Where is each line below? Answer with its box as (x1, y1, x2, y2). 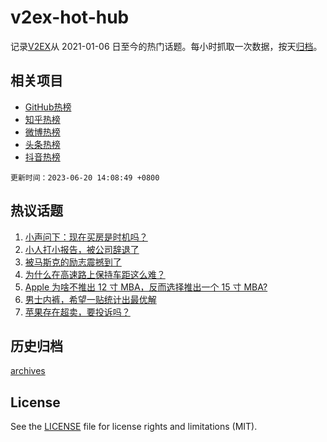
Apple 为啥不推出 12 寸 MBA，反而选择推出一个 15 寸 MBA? (24, 281, 268, 293)
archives (10, 365, 46, 377)
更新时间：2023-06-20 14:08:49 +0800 (10, 172, 160, 183)
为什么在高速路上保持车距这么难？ (24, 268, 166, 280)
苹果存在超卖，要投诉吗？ (24, 306, 131, 318)
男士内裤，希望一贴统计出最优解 (24, 293, 157, 305)
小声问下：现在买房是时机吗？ (24, 231, 148, 243)
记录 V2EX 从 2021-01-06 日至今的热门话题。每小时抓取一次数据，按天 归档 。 (10, 40, 323, 52)
